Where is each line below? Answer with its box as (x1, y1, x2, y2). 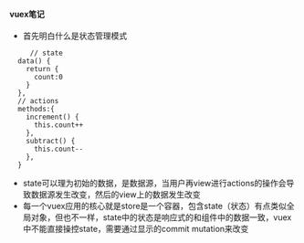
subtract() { (26, 137, 76, 146)
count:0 (33, 73, 64, 82)
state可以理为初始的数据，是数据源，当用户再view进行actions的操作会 (22, 178, 287, 189)
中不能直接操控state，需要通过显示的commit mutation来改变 (22, 224, 249, 235)
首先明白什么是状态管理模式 (22, 30, 128, 41)
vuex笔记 (9, 8, 46, 19)
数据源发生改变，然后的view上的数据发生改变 (30, 189, 201, 200)
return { (26, 65, 59, 74)
